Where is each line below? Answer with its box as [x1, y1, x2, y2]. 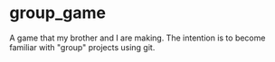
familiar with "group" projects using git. [9, 41, 156, 52]
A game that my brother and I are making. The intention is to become [9, 32, 266, 43]
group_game [9, 3, 107, 23]
